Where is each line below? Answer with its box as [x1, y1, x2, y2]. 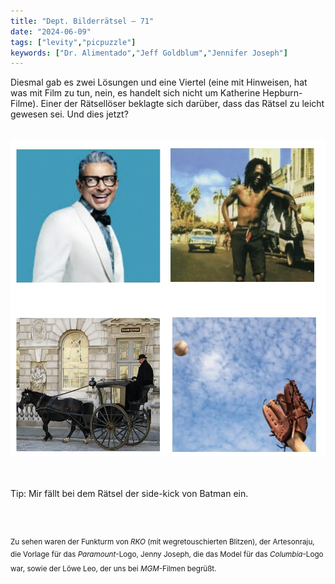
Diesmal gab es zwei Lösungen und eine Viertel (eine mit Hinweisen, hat [10, 76, 308, 89]
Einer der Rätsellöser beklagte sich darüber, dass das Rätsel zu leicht [40, 98, 325, 110]
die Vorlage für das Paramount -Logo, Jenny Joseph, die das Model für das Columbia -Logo [10, 550, 324, 560]
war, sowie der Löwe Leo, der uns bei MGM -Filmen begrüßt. [10, 563, 217, 574]
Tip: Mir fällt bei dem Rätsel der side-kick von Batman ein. [10, 488, 249, 500]
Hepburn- [262, 87, 303, 99]
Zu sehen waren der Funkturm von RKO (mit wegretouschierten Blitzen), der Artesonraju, [10, 537, 315, 547]
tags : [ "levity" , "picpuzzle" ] [10, 37, 137, 47]
